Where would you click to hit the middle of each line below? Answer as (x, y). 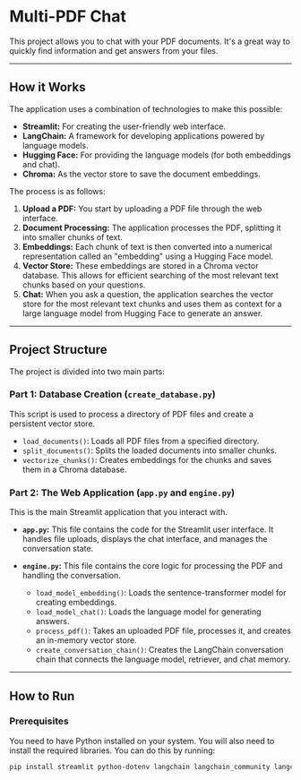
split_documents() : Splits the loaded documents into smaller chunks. (150, 450)
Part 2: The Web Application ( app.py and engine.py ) (122, 493)
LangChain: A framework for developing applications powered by (143, 135)
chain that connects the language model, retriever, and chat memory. (163, 659)
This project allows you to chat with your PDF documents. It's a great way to (150, 41)
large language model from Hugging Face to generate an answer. (142, 313)
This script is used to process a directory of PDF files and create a (131, 414)
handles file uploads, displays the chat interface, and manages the (145, 539)
